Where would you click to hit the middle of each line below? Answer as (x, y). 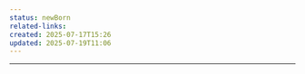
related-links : (38, 26)
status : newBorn (40, 18)
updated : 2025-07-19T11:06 (60, 43)
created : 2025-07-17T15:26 (60, 34)
